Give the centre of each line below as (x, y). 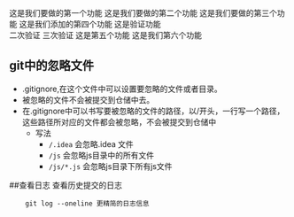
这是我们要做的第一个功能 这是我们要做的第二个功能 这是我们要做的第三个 (143, 13)
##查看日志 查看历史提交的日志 (66, 185)
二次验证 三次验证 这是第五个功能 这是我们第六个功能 (105, 35)
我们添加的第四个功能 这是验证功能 (97, 24)
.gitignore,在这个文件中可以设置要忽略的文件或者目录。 (122, 89)
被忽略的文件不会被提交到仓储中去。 (88, 99)
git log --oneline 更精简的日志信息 (87, 203)
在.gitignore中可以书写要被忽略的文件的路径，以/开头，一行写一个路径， (153, 111)
